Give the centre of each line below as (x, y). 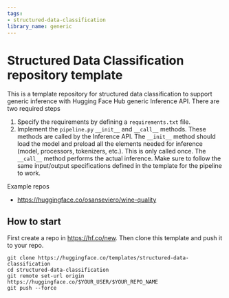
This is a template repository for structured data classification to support (110, 94)
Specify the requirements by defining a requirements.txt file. (104, 122)
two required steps (34, 109)
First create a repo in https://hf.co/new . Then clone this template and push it (115, 238)
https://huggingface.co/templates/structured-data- (113, 258)
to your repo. (25, 246)
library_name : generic (40, 26)
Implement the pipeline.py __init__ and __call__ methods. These (111, 129)
